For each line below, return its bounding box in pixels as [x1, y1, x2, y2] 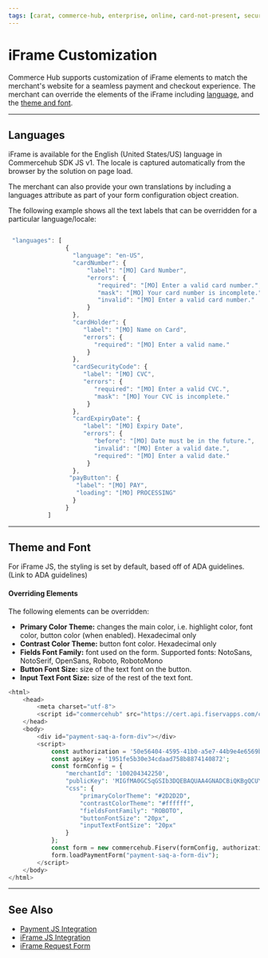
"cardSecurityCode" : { [72, 363, 148, 371]
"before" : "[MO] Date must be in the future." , [93, 437, 255, 445]
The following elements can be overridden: [8, 606, 149, 616]
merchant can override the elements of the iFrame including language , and [8, 89, 254, 99]
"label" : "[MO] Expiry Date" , [83, 422, 183, 431]
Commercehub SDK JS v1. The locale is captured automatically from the [8, 158, 246, 168]
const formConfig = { [50, 763, 124, 771]
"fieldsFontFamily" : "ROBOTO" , [79, 806, 183, 814]
